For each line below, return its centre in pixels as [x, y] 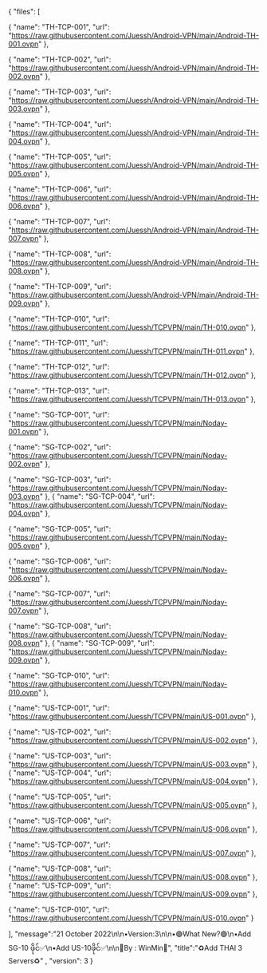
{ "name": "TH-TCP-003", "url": [60, 92]
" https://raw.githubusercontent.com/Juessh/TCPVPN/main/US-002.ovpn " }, [133, 740]
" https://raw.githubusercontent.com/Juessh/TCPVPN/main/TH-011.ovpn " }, [132, 351]
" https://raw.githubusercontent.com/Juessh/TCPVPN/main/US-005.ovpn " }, [133, 805]
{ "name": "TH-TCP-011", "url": [59, 343]
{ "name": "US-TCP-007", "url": [60, 844]
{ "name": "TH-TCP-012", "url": [59, 367]
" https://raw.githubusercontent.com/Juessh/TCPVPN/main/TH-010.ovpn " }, [132, 327]
